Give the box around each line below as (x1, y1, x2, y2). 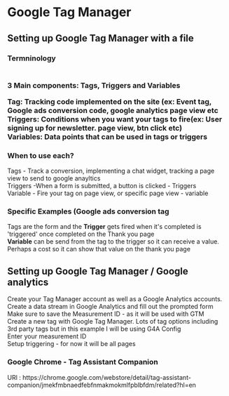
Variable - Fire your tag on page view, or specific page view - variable (7, 189, 209, 197)
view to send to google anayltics (7, 174, 101, 183)
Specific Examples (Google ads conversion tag (7, 206, 169, 216)
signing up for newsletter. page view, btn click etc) (7, 123, 183, 133)
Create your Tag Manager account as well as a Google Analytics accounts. (7, 295, 223, 303)
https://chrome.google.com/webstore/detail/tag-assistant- (22, 373, 191, 381)
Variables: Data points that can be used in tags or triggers (7, 131, 208, 141)
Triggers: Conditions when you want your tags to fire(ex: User (7, 114, 223, 124)
